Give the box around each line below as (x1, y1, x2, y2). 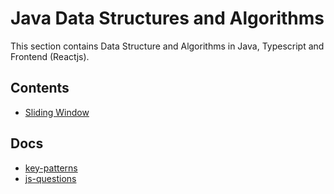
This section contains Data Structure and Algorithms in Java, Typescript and (10, 40, 325, 52)
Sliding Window (24, 106, 90, 118)
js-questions (24, 172, 77, 184)
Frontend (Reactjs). (10, 50, 90, 62)
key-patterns (24, 162, 78, 174)
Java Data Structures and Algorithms (10, 7, 325, 30)
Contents (10, 80, 70, 97)
